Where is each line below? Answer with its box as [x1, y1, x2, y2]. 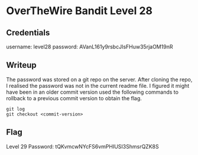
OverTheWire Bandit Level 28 [6, 4, 152, 18]
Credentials [6, 28, 50, 38]
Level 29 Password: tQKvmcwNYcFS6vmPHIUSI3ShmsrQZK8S [6, 143, 159, 150]
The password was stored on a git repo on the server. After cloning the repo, [6, 75, 193, 83]
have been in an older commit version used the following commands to [6, 88, 179, 95]
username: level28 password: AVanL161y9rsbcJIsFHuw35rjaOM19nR [6, 43, 173, 50]
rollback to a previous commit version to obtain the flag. [6, 94, 142, 101]
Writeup [6, 60, 37, 70]
